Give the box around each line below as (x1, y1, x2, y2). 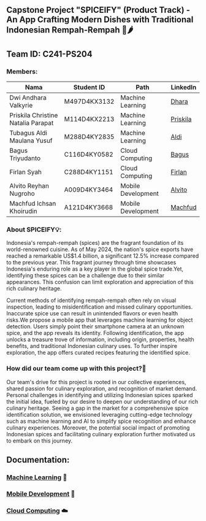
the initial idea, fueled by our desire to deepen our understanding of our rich (6, 398, 199, 405)
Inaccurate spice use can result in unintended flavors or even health (6, 310, 178, 317)
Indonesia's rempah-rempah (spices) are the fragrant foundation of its (6, 239, 184, 247)
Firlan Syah (9, 168, 42, 177)
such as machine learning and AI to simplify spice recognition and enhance (6, 417, 196, 425)
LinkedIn (170, 83, 197, 91)
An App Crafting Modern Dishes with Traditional (6, 15, 194, 25)
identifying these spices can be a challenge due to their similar (6, 272, 164, 279)
